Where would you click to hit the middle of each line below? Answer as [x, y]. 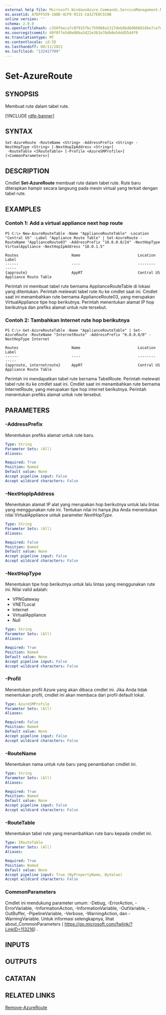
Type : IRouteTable [24, 843]
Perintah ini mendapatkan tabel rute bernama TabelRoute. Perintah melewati [83, 379]
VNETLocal [24, 604]
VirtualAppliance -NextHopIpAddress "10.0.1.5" [55, 246]
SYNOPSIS [22, 94]
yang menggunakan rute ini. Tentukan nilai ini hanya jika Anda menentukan [81, 510]
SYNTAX [19, 131]
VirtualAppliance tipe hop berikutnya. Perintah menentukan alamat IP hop [80, 302]
